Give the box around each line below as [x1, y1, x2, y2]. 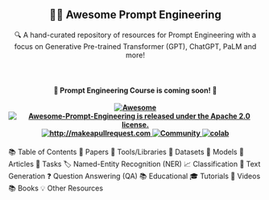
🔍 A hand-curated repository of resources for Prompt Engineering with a [14, 30, 256, 40]
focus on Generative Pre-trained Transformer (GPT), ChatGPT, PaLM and [14, 41, 257, 51]
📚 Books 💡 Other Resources [8, 183, 103, 194]
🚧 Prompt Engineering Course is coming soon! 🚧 [53, 85, 217, 95]
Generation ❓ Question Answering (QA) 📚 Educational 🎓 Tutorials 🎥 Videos [8, 171, 261, 181]
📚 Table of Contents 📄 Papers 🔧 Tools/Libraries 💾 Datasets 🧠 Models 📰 [8, 147, 244, 157]
